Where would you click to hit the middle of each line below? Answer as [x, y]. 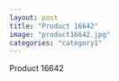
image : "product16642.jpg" [60, 34]
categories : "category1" [56, 43]
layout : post [34, 18]
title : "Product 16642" [54, 26]
